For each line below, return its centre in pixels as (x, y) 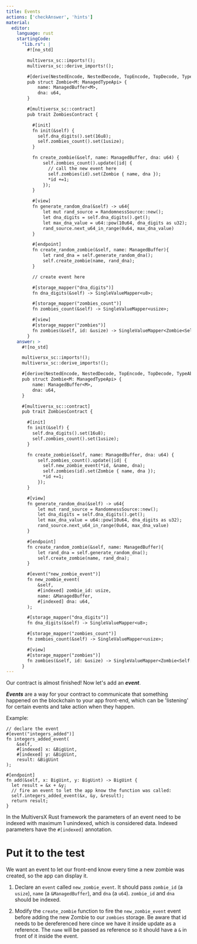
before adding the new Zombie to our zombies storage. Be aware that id (100, 918)
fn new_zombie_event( (54, 580)
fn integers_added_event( (38, 739)
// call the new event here (82, 168)
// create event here (58, 277)
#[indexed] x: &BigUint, (47, 750)
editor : (21, 28)
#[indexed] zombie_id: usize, (74, 591)
